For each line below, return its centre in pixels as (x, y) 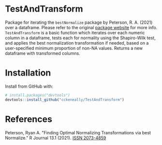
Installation (28, 73)
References (29, 119)
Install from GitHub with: (29, 86)
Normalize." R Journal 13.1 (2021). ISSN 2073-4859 (56, 138)
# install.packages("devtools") (37, 95)
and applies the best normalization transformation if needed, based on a (77, 43)
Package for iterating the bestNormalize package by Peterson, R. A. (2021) (79, 22)
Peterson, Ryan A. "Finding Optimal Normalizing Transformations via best (78, 132)
